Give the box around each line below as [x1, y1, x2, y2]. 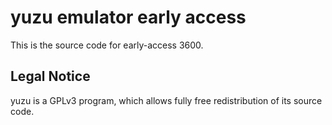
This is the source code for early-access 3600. [10, 39, 204, 51]
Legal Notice [10, 68, 91, 85]
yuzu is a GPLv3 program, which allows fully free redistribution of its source [10, 94, 323, 106]
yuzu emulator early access [10, 6, 247, 29]
